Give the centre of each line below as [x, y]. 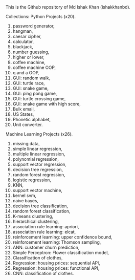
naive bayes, [25, 201]
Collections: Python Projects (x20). [41, 16]
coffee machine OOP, [34, 67]
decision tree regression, [38, 170]
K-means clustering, [33, 216]
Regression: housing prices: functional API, [56, 268]
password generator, [34, 26]
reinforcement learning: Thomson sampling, [57, 242]
